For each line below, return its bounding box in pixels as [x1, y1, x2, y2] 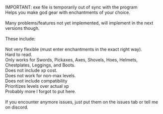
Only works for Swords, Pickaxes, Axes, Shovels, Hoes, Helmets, [5, 57, 138, 62]
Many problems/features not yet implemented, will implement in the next [5, 20, 154, 26]
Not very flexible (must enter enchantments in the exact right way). [5, 47, 143, 52]
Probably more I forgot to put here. [5, 89, 76, 94]
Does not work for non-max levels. [5, 73, 76, 78]
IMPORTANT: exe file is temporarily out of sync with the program [5, 4, 138, 10]
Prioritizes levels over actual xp [5, 83, 69, 89]
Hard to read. [5, 52, 32, 57]
